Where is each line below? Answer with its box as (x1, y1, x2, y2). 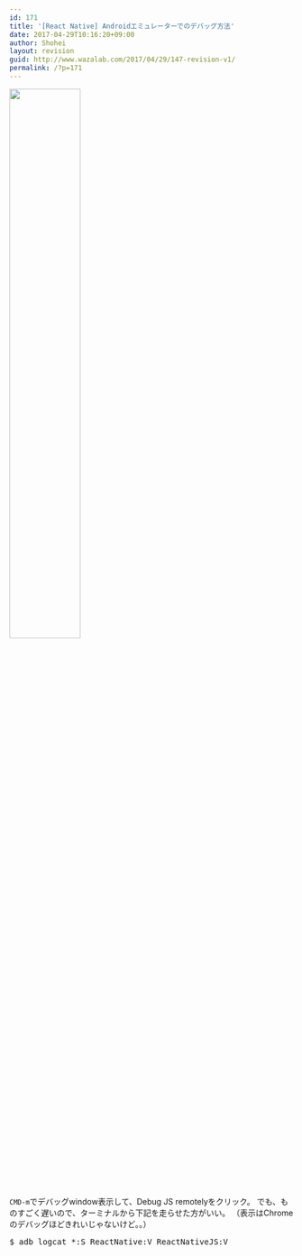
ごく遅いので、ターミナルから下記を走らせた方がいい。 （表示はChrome (24, 1207, 294, 1218)
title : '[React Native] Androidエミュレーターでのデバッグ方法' (9, 22, 235, 31)
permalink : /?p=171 (9, 64, 83, 73)
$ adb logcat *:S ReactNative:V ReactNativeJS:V (9, 1236, 228, 1247)
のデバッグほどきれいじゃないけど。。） (9, 1218, 151, 1229)
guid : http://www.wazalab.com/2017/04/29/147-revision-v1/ (9, 55, 236, 64)
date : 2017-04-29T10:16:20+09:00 (9, 30, 135, 39)
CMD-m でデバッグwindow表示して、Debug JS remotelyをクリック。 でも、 (9, 1196, 281, 1206)
